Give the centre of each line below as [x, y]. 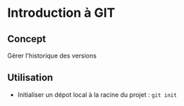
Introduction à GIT [61, 13]
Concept [27, 39]
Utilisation [30, 78]
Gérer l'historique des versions [52, 55]
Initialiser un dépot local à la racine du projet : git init [97, 94]
